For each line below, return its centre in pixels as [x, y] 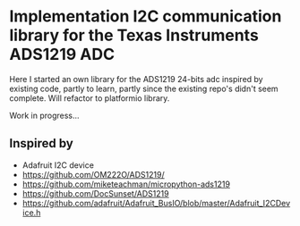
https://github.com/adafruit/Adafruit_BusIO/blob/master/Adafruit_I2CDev [156, 203]
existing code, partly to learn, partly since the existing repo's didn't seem [144, 88]
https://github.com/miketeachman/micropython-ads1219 [126, 184]
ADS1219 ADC [62, 54]
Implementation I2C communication [146, 17]
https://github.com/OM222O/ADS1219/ [93, 174]
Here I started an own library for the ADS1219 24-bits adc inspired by [136, 79]
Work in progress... [44, 115]
